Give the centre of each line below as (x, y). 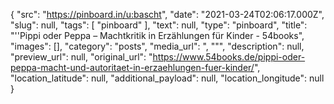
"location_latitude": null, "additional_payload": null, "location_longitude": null (167, 78)
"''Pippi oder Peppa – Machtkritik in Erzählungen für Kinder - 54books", (157, 35)
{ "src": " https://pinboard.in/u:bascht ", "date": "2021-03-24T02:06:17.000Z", (167, 14)
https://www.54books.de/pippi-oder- (229, 57)
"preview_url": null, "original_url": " (81, 57)
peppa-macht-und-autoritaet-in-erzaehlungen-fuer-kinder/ (132, 67)
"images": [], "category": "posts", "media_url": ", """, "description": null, (157, 46)
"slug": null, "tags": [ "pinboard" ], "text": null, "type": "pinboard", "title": (159, 25)
